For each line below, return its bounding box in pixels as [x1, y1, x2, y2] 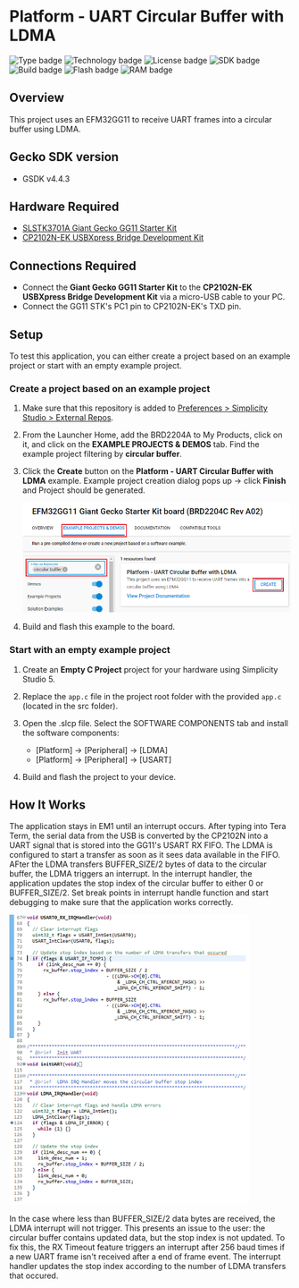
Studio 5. [21, 674, 55, 684]
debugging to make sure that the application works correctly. [9, 897, 234, 908]
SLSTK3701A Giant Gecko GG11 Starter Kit [21, 223, 177, 233]
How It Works [9, 797, 87, 812]
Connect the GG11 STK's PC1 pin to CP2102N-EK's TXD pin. [21, 301, 242, 312]
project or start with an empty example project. [9, 360, 182, 370]
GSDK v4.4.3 [21, 173, 71, 184]
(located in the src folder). [21, 700, 119, 711]
